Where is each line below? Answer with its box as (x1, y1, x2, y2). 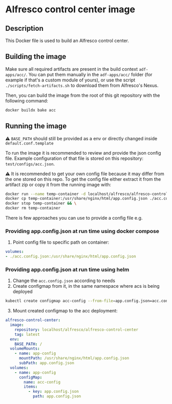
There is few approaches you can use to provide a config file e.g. (5, 215, 143, 221)
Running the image (5, 122, 67, 131)
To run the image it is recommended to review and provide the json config (5, 150, 161, 156)
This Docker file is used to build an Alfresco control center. (5, 37, 129, 44)
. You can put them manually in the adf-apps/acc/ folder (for (26, 71, 153, 77)
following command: (5, 97, 49, 103)
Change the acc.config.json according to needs (12, 278, 115, 284)
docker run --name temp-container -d (5, 191, 86, 197)
